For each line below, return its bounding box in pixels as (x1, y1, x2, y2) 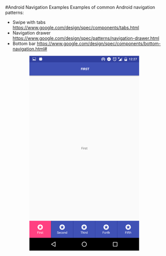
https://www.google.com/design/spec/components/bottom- (37, 41, 161, 47)
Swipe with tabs (12, 20, 46, 25)
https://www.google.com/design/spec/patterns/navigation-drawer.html (12, 35, 159, 41)
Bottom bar (12, 41, 36, 47)
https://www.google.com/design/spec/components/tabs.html (12, 25, 139, 31)
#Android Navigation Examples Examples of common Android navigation (5, 5, 155, 10)
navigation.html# (12, 46, 48, 52)
